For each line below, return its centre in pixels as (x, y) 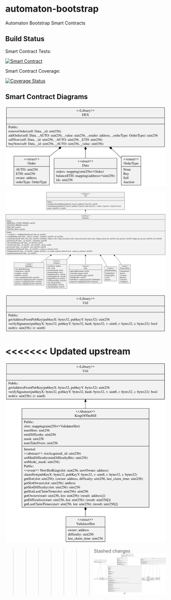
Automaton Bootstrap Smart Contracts (45, 23)
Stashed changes (112, 551)
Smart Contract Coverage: (33, 71)
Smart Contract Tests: (28, 51)
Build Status (25, 39)
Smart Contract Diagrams (47, 97)
